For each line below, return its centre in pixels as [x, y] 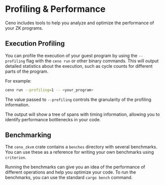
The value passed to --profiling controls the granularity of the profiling [78, 99]
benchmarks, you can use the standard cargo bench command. [69, 178]
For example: [18, 81]
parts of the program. [27, 71]
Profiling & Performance [55, 9]
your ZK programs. [24, 28]
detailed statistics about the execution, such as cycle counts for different [79, 66]
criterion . [16, 157]
